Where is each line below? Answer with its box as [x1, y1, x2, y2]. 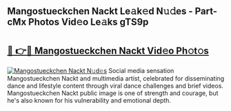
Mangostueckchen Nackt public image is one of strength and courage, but [7, 89, 219, 97]
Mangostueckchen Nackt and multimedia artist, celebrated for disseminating [7, 74, 225, 82]
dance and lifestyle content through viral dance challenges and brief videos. [7, 82, 224, 90]
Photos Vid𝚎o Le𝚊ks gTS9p [28, 17, 149, 28]
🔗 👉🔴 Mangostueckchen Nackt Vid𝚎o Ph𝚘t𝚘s [7, 45, 209, 57]
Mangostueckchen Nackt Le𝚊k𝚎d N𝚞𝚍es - [7, 6, 193, 17]
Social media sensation [108, 67, 174, 74]
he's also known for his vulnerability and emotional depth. [7, 97, 171, 104]
